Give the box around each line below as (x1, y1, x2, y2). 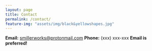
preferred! (5, 40, 28, 46)
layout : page (5, 7, 33, 12)
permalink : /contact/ (5, 16, 51, 21)
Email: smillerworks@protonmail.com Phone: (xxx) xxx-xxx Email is (5, 35, 147, 41)
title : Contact (5, 12, 37, 17)
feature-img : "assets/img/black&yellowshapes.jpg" (5, 21, 115, 26)
